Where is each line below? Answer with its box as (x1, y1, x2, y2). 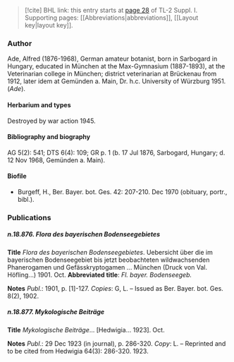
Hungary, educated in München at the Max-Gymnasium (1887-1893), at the (7, 62, 226, 71)
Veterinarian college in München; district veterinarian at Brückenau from (7, 70, 217, 78)
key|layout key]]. (24, 21, 73, 29)
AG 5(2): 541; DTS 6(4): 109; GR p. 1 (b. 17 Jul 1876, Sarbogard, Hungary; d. (7, 148, 226, 157)
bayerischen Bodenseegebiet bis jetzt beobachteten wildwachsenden (7, 255, 210, 264)
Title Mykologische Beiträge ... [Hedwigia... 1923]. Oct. (7, 325, 165, 334)
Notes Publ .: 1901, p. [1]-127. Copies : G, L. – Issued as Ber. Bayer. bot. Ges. (7, 284, 223, 292)
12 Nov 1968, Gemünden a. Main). (7, 155, 106, 164)
